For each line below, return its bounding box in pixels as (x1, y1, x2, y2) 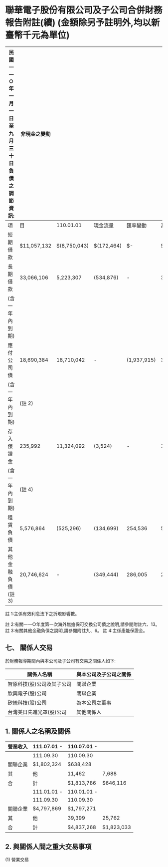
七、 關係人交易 (5, 643, 53, 652)
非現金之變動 (20, 130, 51, 137)
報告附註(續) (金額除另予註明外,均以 (5, 17, 151, 28)
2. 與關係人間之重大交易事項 (5, 842, 92, 851)
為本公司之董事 (76, 699, 112, 706)
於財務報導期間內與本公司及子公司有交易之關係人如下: (5, 657, 116, 664)
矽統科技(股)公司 (7, 699, 47, 706)
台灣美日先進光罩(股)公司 (7, 708, 67, 715)
